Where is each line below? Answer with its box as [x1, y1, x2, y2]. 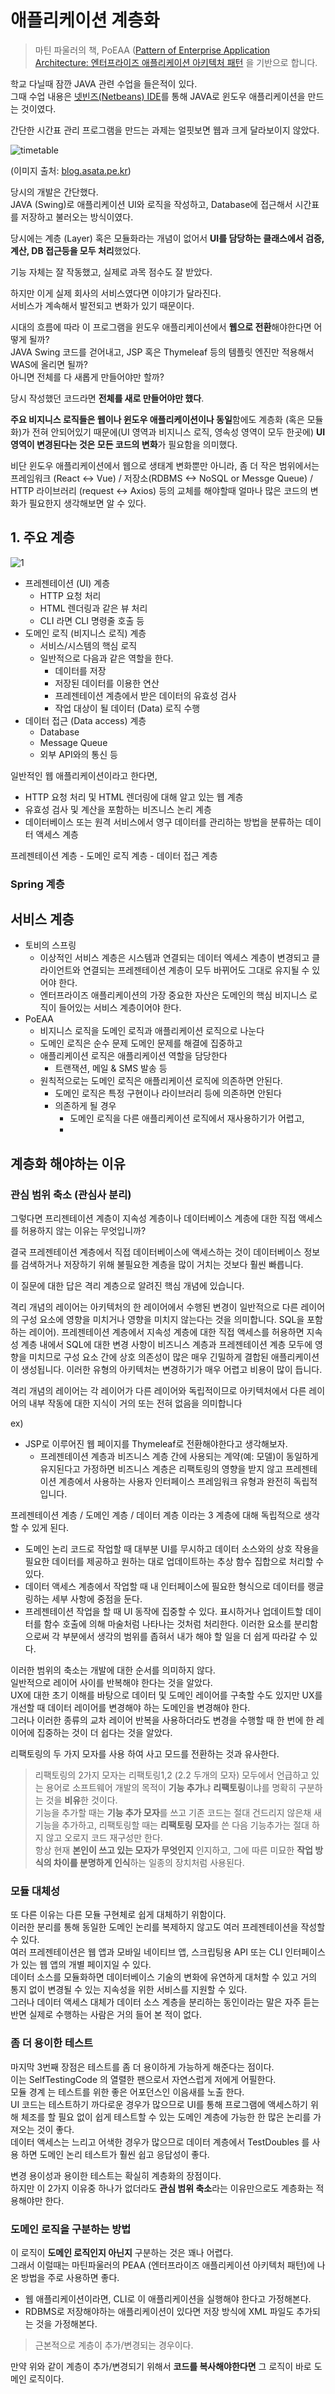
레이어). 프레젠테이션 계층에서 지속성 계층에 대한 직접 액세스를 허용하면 [28, 1326, 305, 1338]
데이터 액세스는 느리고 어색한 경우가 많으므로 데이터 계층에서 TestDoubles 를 [10, 2136, 310, 2148]
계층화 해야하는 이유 [10, 1155, 126, 1172]
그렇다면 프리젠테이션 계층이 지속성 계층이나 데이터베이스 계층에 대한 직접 [10, 1212, 297, 1225]
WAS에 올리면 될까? [10, 358, 88, 370]
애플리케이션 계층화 [10, 9, 160, 32]
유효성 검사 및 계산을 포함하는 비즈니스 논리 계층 [24, 803, 212, 815]
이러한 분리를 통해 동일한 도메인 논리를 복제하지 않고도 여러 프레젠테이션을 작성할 [10, 1921, 326, 1933]
